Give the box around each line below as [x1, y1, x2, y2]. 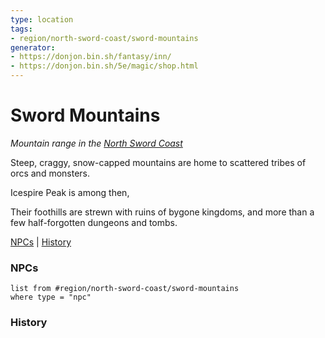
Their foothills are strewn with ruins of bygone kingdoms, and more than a [10, 206, 315, 218]
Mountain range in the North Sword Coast [10, 137, 183, 149]
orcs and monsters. [10, 167, 91, 179]
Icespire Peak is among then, [10, 186, 130, 198]
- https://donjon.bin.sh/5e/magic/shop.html [10, 61, 199, 71]
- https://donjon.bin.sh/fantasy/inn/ [10, 52, 172, 62]
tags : [10, 24, 33, 34]
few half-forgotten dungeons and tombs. [10, 216, 178, 228]
